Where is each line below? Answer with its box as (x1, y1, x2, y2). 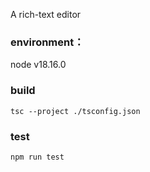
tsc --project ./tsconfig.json (10, 106, 141, 116)
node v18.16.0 (10, 59, 67, 71)
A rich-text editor (10, 9, 82, 20)
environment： (10, 35, 85, 49)
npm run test (10, 152, 65, 162)
